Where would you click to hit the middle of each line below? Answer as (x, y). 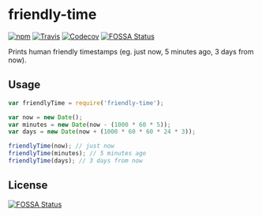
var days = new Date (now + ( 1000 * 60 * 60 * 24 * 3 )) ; (102, 132)
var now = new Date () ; (45, 117)
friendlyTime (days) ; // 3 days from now (76, 161)
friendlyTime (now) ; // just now (61, 146)
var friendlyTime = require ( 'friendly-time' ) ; (86, 103)
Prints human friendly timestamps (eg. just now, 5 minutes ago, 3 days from (131, 51)
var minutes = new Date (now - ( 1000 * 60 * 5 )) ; (90, 125)
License (28, 186)
